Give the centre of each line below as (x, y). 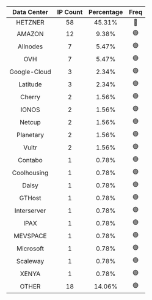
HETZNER (30, 22)
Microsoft (30, 249)
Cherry (31, 97)
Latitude (30, 84)
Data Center (30, 12)
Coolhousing (30, 173)
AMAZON (30, 34)
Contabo (30, 160)
